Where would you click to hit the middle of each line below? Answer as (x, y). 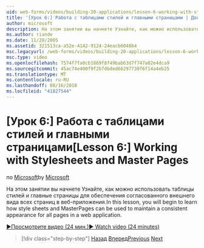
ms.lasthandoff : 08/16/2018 (42, 86)
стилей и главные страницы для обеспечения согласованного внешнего (101, 195)
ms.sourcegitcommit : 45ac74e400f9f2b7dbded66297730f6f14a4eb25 (88, 69)
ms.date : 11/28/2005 (32, 40)
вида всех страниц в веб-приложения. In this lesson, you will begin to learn (102, 202)
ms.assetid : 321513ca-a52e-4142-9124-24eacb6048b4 (72, 46)
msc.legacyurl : (25, 52)
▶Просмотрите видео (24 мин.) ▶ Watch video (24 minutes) (83, 227)
